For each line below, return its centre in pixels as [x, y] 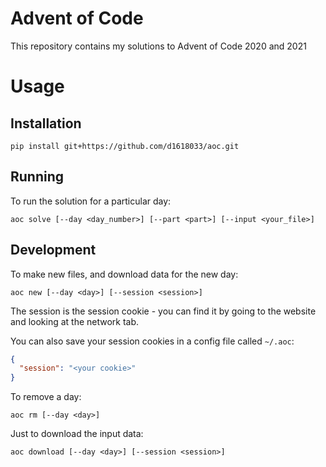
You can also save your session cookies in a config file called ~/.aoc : [152, 341]
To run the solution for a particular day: [91, 201]
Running [37, 177]
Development [53, 250]
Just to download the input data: [77, 434]
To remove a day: [46, 397]
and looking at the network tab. [75, 321]
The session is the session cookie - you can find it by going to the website [163, 311]
